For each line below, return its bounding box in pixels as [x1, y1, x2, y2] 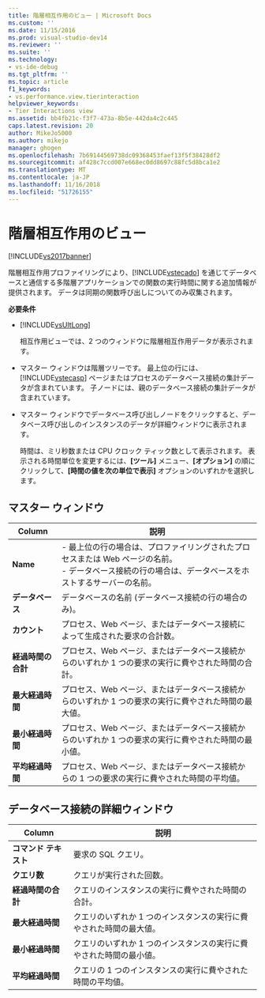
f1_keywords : [8, 85, 51, 93]
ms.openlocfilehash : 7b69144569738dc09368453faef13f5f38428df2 [8, 151, 221, 159]
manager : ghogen [8, 144, 62, 152]
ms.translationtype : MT [8, 166, 87, 174]
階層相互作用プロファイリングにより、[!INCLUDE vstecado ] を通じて [8, 267, 230, 277]
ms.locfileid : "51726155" [8, 187, 93, 196]
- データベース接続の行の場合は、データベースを [61, 565, 242, 576]
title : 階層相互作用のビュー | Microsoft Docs [8, 11, 152, 20]
